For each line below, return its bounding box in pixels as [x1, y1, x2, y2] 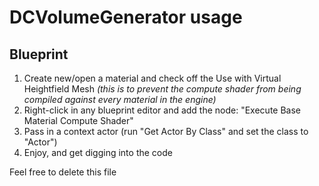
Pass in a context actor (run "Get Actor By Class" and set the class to [23, 126, 309, 137]
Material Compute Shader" [23, 115, 134, 126]
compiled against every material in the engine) [23, 94, 217, 105]
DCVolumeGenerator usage [9, 6, 243, 29]
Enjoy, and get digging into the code [23, 147, 173, 158]
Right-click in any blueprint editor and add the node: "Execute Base [23, 104, 302, 116]
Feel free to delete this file [9, 166, 117, 178]
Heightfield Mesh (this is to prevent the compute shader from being [23, 83, 302, 95]
